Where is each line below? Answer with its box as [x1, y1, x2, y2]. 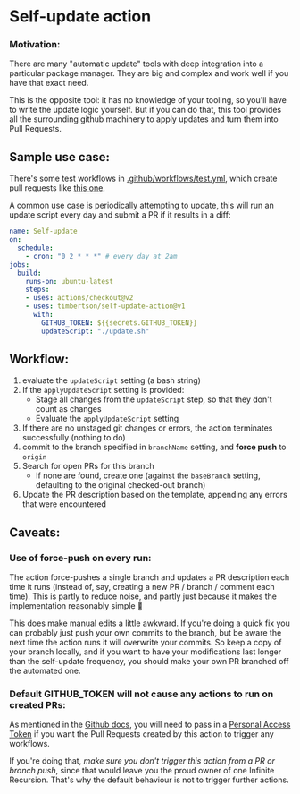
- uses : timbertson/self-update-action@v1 [25, 302, 186, 311]
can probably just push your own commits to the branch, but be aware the [9, 628, 282, 638]
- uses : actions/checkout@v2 [25, 294, 134, 303]
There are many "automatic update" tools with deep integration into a [9, 58, 264, 69]
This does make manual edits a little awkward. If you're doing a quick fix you [9, 618, 290, 628]
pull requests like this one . [9, 183, 105, 193]
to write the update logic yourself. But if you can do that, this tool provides [9, 105, 282, 115]
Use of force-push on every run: [9, 551, 152, 564]
